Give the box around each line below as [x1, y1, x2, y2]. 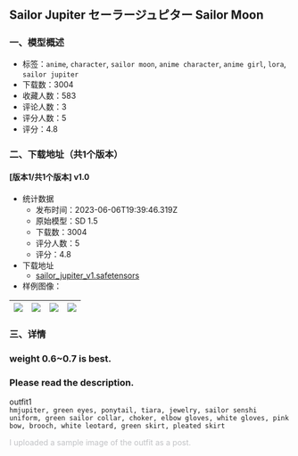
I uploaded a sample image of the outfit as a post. [9, 436, 192, 447]
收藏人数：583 [21, 90, 77, 101]
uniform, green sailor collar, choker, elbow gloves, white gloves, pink [9, 413, 290, 422]
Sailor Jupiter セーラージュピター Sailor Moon [9, 7, 264, 23]
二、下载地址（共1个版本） [9, 148, 123, 160]
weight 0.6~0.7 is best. [9, 352, 112, 364]
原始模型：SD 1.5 [35, 216, 98, 226]
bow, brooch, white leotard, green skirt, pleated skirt [9, 421, 226, 430]
